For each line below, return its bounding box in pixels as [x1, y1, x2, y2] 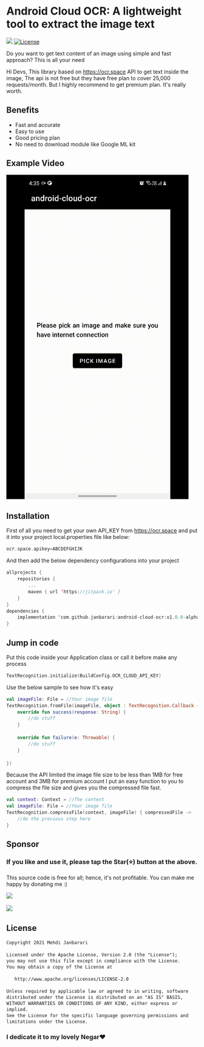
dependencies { [6, 608, 45, 614]
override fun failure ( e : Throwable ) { [17, 735, 115, 741]
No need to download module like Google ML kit [15, 140, 136, 148]
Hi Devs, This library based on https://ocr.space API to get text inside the [6, 68, 189, 75]
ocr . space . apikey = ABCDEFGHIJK [6, 546, 83, 552]
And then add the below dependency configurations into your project [6, 557, 179, 565]
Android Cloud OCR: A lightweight [6, 4, 182, 18]
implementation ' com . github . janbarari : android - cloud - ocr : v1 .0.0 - [17, 614, 186, 620]
